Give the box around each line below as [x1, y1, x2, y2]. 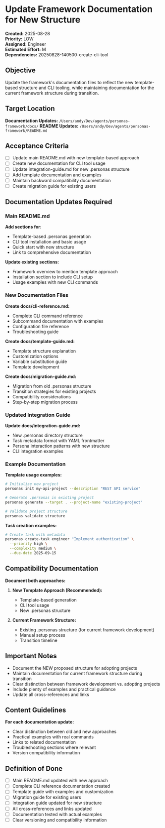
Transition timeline [19, 637, 58, 643]
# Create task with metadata [5, 532, 65, 537]
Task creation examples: [5, 522, 57, 528]
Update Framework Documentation [5, 3, 153, 15]
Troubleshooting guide [12, 329, 59, 335]
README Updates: [39, 123, 79, 129]
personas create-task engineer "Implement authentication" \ [5, 537, 134, 542]
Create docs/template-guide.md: [5, 338, 75, 344]
